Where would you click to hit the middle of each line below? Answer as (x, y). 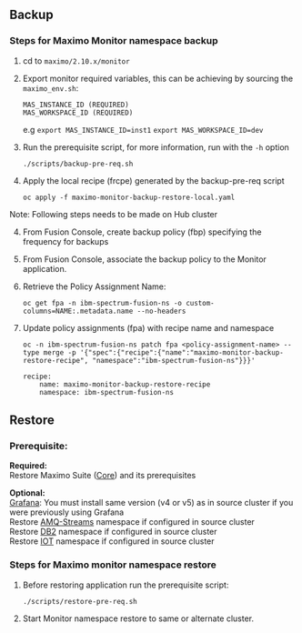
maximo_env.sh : (50, 88)
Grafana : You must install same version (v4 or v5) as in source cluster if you (151, 503)
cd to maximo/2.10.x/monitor (76, 60)
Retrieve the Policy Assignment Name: (94, 286)
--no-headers (161, 311)
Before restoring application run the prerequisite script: (126, 585)
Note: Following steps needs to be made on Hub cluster (114, 214)
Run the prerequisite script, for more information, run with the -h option (156, 147)
